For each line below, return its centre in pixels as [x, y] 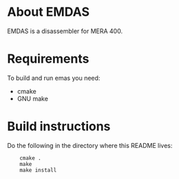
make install [38, 170]
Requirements [48, 59]
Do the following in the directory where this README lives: [90, 145]
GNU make [32, 98]
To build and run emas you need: [54, 78]
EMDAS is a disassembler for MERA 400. [65, 31]
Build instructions [59, 126]
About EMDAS [48, 12]
